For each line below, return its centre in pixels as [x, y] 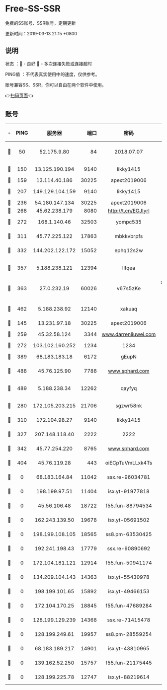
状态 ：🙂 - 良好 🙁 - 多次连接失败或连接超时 [48, 64]
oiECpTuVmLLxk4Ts [129, 462]
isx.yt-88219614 [129, 677]
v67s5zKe [128, 288]
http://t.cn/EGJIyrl [129, 211]
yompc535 [129, 222]
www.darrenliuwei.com [129, 334]
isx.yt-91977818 [129, 491]
